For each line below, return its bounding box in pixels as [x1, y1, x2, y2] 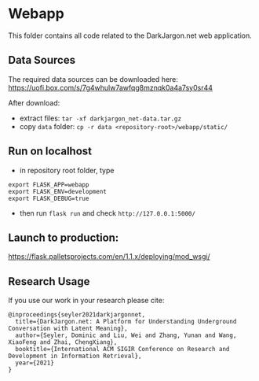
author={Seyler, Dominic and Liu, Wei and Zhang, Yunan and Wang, [15, 331, 237, 339]
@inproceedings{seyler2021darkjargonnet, [8, 311, 146, 319]
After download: [8, 98, 60, 107]
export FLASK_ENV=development [8, 187, 108, 195]
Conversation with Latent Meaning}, [8, 324, 128, 333]
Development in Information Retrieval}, [8, 352, 143, 361]
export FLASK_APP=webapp [8, 180, 89, 189]
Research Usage [8, 275, 90, 288]
